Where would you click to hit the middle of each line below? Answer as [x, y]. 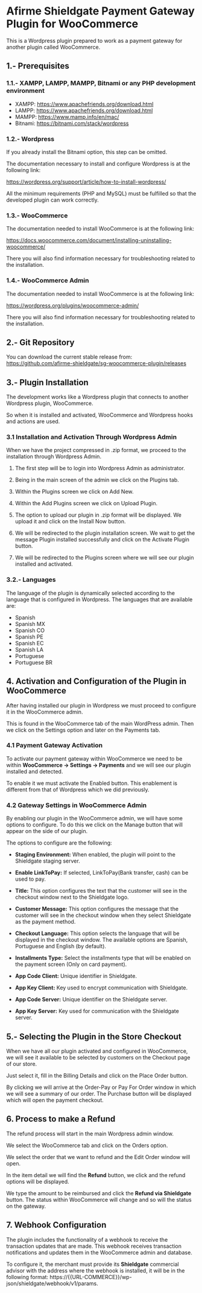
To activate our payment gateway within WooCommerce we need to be [94, 758]
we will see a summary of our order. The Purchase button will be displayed [99, 1093]
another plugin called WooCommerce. [53, 47]
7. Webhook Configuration [56, 1225]
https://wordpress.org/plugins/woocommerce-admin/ [73, 305]
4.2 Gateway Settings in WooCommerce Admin [77, 805]
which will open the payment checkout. [55, 1100]
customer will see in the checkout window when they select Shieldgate [103, 915]
